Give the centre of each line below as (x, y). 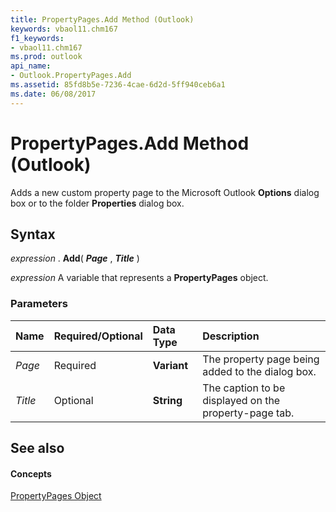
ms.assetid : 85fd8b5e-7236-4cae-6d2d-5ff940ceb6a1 (118, 85)
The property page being (261, 359)
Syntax (33, 234)
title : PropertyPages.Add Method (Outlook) (102, 19)
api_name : (31, 66)
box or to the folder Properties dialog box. (97, 203)
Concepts (31, 473)
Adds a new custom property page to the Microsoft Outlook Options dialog (165, 192)
